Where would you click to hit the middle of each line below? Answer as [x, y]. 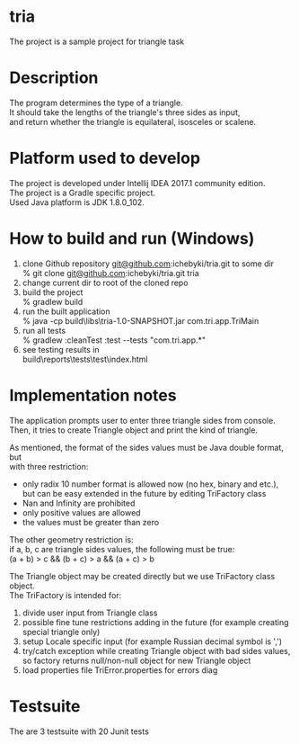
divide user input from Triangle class [90, 613]
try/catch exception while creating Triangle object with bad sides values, [156, 650]
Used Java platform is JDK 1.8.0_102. [77, 202]
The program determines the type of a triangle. [96, 103]
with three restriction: [49, 466]
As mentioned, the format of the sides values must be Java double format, [147, 447]
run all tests [44, 330]
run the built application [66, 311]
